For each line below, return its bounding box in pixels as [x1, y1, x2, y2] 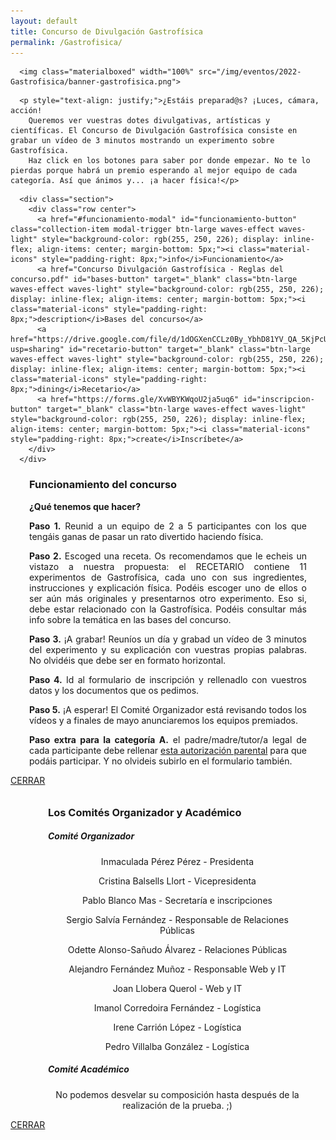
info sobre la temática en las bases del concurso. [29, 613, 232, 625]
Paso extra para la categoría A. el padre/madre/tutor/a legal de [29, 733, 307, 745]
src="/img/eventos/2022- [198, 67, 302, 77]
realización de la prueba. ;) [122, 1099, 233, 1111]
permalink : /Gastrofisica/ [10, 37, 123, 47]
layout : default [10, 16, 78, 26]
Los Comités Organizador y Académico [48, 805, 242, 819]
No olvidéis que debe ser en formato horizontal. [29, 654, 227, 666]
